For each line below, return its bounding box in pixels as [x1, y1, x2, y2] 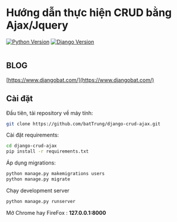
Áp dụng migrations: [6, 159, 56, 166]
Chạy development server [6, 187, 69, 194]
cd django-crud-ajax [6, 143, 58, 149]
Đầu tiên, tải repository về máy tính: [6, 109, 93, 116]
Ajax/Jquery [6, 18, 68, 32]
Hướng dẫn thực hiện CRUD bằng [6, 6, 172, 20]
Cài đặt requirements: [6, 131, 59, 139]
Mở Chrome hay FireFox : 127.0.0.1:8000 [6, 209, 106, 216]
